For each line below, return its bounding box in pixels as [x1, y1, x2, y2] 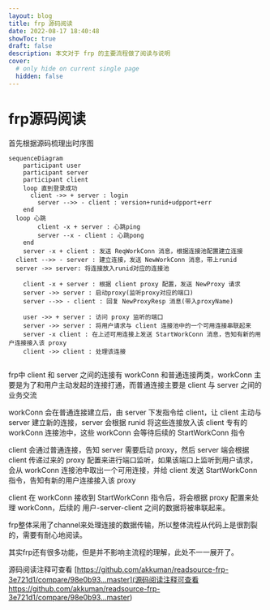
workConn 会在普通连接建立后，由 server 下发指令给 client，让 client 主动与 [8, 407, 262, 417]
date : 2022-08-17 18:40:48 [8, 27, 100, 35]
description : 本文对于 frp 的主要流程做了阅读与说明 [8, 49, 171, 58]
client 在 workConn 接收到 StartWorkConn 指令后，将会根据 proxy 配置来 [8, 492, 252, 502]
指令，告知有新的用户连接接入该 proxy [8, 475, 136, 485]
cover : [8, 58, 31, 66]
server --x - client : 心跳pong [37, 231, 144, 239]
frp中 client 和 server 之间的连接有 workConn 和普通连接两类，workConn [8, 370, 253, 380]
